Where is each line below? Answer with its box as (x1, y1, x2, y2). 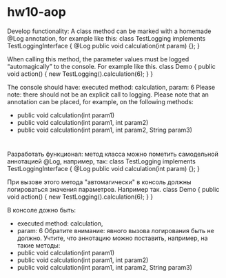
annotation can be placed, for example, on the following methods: (7, 97, 194, 106)
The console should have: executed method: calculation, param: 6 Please (7, 83, 216, 91)
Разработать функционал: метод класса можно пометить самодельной (7, 150, 219, 159)
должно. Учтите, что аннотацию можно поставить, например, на (17, 234, 208, 242)
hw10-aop (7, 4, 67, 20)
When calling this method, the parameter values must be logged (7, 54, 189, 63)
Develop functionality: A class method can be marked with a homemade (7, 27, 212, 35)
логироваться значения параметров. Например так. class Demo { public (7, 186, 220, 194)
